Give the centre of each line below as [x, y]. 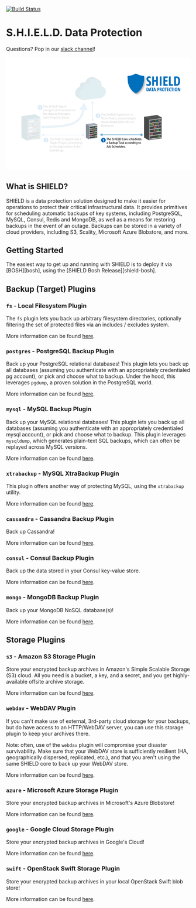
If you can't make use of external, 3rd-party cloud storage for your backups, [98, 721]
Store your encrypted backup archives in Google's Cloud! [75, 842]
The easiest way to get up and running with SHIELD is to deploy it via [89, 264]
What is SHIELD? [37, 187]
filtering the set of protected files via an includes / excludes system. [88, 325]
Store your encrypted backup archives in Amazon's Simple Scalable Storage [98, 669]
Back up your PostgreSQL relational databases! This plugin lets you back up [97, 364]
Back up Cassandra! [30, 532]
